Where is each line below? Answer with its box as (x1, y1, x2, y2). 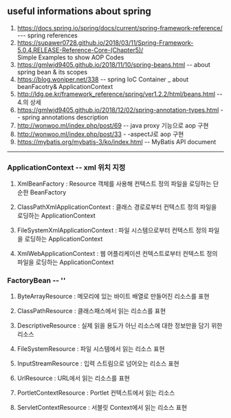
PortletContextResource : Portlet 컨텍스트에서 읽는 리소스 (16, 389, 175, 397)
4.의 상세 (16, 98, 41, 106)
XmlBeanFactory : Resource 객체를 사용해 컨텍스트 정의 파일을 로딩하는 (16, 179, 212, 188)
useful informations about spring (7, 6, 151, 17)
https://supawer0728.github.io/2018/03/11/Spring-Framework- (16, 38, 194, 47)
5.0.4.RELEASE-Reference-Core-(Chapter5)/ (16, 46, 144, 54)
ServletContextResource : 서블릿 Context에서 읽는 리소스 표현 (16, 404, 188, 412)
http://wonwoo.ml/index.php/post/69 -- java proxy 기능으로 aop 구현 (16, 121, 209, 130)
